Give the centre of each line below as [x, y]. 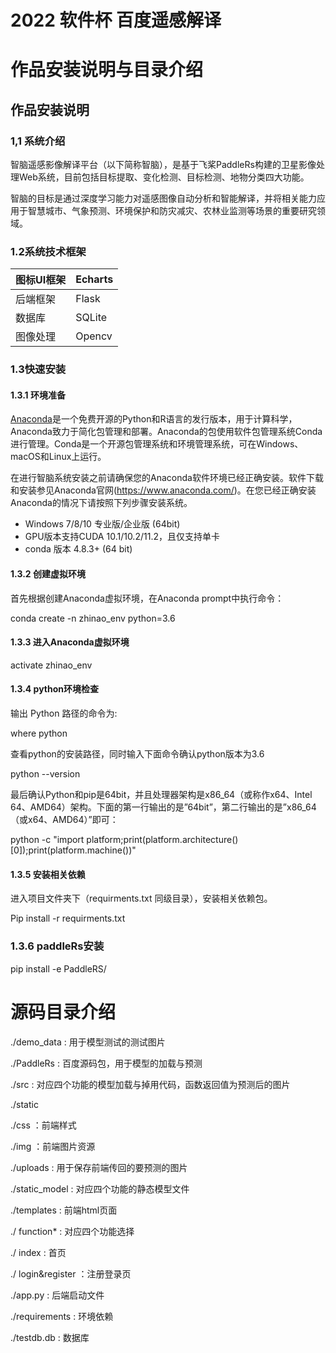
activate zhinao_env [51, 665]
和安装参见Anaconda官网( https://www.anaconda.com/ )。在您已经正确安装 [163, 490]
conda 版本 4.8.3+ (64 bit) [78, 549]
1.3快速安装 [38, 369]
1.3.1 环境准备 [38, 395]
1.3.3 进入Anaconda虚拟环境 [70, 642]
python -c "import [47, 840]
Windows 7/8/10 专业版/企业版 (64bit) [102, 524]
